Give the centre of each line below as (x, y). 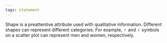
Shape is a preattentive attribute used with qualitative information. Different (83, 24)
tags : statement (22, 10)
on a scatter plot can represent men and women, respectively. (70, 35)
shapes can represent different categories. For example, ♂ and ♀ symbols (82, 30)
